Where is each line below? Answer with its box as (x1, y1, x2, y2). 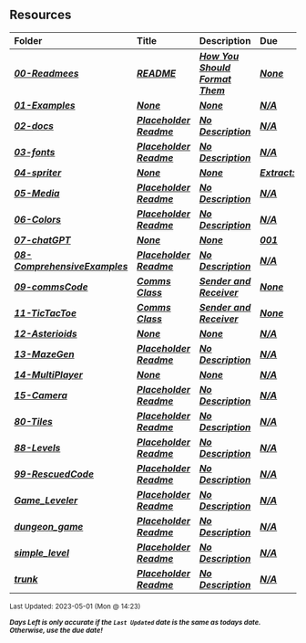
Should (199, 61, 231, 74)
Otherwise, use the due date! (9, 626, 103, 635)
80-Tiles (14, 415, 53, 427)
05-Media (14, 186, 60, 199)
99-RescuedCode (14, 468, 94, 480)
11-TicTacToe (14, 306, 77, 319)
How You (199, 49, 240, 62)
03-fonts (14, 145, 56, 158)
